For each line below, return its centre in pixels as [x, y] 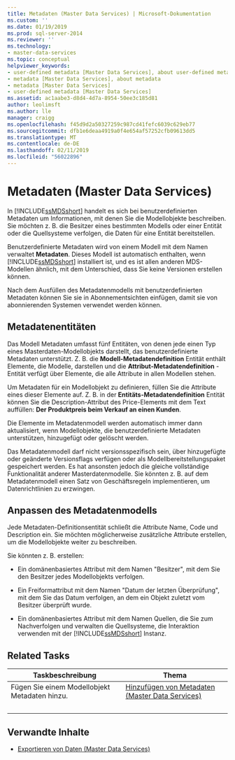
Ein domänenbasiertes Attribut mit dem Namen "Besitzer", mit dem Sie [119, 569]
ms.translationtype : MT [42, 137]
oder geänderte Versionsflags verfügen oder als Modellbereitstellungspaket [116, 458]
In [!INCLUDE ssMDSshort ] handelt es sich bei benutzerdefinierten [102, 211]
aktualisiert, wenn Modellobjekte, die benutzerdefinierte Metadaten [104, 430]
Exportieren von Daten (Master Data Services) [84, 749]
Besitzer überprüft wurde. [55, 605]
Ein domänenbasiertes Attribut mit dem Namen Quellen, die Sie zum [115, 619]
